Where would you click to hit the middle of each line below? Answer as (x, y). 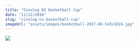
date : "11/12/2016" (26, 15)
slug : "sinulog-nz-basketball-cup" (43, 19)
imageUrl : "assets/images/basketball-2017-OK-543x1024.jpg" (70, 24)
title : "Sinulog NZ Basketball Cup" (44, 10)
